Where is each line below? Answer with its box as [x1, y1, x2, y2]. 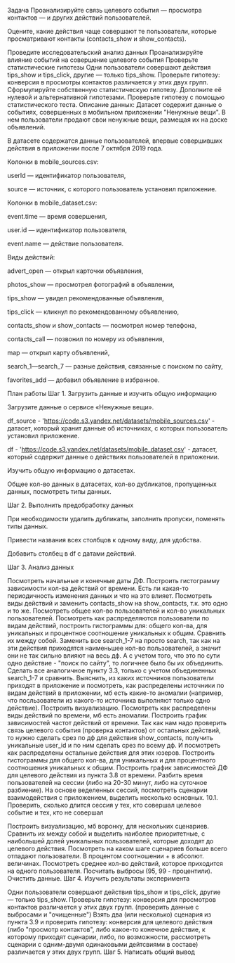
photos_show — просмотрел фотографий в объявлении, [7, 281, 175, 288]
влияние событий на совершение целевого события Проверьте [7, 56, 199, 64]
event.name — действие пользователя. [7, 239, 124, 248]
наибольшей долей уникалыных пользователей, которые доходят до [7, 837, 214, 845]
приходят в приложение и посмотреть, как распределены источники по [7, 682, 224, 689]
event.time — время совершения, [7, 212, 107, 220]
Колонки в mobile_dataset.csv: [7, 198, 98, 207]
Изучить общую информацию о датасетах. [7, 466, 135, 474]
